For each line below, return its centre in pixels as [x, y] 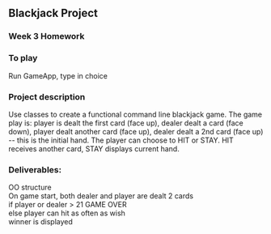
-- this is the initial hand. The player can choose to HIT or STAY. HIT [121, 140]
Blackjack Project [53, 13]
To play [23, 58]
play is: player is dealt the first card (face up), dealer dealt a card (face [126, 123]
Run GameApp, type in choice [58, 75]
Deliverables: [35, 169]
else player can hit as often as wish [67, 213]
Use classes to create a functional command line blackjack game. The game [135, 114]
